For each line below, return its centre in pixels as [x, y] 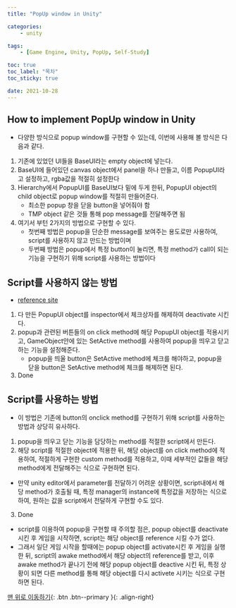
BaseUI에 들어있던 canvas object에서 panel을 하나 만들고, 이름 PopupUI [118, 170]
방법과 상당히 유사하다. [49, 427]
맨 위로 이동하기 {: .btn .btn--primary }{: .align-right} [81, 597]
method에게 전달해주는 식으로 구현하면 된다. [78, 468]
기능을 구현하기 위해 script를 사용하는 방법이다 [92, 258]
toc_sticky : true [33, 78]
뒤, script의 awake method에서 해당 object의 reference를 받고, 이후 [120, 556]
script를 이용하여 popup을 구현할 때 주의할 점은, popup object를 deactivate [123, 529]
